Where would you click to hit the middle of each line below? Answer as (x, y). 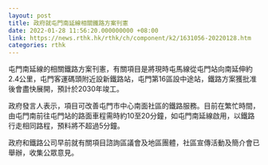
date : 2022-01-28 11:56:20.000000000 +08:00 (83, 30)
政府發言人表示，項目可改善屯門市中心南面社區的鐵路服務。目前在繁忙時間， (134, 106)
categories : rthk (37, 45)
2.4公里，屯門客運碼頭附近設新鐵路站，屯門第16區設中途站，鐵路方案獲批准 (132, 79)
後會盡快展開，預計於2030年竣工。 (66, 89)
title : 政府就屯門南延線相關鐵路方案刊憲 (69, 23)
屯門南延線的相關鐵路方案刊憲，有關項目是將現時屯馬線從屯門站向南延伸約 (130, 69)
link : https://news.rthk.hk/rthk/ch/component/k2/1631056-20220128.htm (130, 38)
